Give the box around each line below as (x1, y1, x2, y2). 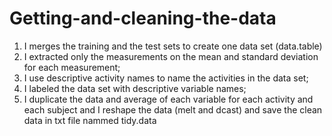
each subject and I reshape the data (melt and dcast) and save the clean (23, 103, 323, 116)
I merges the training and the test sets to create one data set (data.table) (23, 40, 323, 52)
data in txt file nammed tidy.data (23, 114, 157, 126)
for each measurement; (23, 61, 121, 73)
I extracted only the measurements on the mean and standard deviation (23, 50, 319, 62)
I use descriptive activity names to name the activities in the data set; (23, 72, 309, 84)
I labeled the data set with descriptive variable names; (23, 82, 247, 94)
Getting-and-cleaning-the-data (9, 7, 277, 30)
